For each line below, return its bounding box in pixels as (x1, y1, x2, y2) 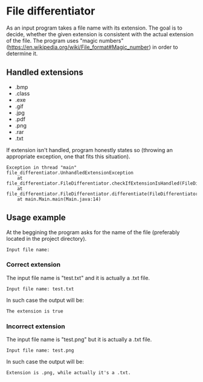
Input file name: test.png (6, 348, 74, 354)
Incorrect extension (6, 322, 65, 330)
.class (14, 89, 30, 97)
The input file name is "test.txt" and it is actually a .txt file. (6, 274, 150, 281)
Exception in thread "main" (6, 164, 77, 170)
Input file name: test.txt (6, 285, 74, 292)
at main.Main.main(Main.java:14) (17, 196, 101, 202)
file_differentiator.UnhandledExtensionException (6, 170, 134, 176)
